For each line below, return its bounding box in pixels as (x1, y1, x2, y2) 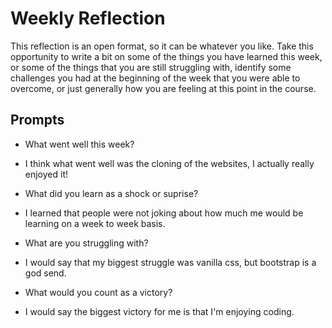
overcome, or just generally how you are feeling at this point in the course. (10, 82, 317, 94)
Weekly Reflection (10, 7, 166, 30)
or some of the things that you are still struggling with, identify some (10, 61, 292, 73)
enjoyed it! (24, 168, 69, 180)
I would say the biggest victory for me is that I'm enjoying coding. (24, 305, 295, 317)
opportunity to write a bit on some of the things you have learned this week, (10, 50, 323, 62)
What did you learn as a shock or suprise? (24, 187, 199, 199)
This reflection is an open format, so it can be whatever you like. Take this (10, 40, 314, 52)
